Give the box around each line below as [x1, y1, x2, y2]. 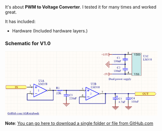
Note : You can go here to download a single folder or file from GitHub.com [5, 120, 154, 126]
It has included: [5, 19, 36, 24]
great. [5, 9, 17, 15]
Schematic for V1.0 [5, 40, 51, 46]
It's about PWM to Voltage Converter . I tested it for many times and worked [5, 4, 157, 10]
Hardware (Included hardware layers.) [12, 28, 88, 33]
